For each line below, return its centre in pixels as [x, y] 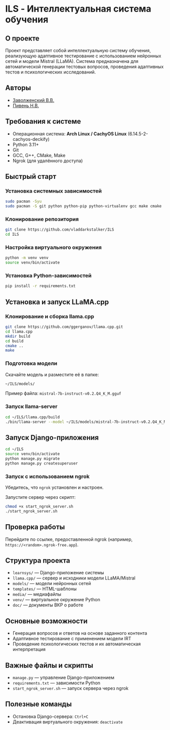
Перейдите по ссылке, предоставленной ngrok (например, [69, 539]
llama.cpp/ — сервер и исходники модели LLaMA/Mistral [74, 578]
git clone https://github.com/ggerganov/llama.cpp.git [64, 327]
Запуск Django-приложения [52, 437]
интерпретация [29, 649]
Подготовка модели [31, 363]
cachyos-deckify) [31, 139]
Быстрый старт [31, 177]
